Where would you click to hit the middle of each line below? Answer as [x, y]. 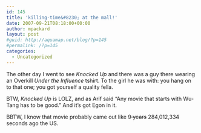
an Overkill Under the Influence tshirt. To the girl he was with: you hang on [99, 80]
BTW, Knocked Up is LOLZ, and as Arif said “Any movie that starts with [94, 99]
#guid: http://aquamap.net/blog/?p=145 [57, 40]
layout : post [23, 34]
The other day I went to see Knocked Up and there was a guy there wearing [101, 74]
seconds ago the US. [32, 123]
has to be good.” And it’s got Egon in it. [68, 105]
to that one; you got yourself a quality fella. [60, 87]
